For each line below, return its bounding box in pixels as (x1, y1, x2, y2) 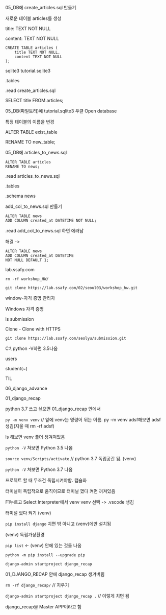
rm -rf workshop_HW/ (5, 276, 49, 281)
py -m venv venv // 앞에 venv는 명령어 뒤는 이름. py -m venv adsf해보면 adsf (5, 417, 161, 422)
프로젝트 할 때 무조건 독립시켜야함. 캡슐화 (5, 477, 87, 483)
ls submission (5, 316, 34, 322)
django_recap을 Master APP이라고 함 (5, 604, 82, 609)
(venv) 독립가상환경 (5, 532, 45, 537)
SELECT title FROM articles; (5, 98, 64, 103)
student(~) (5, 366, 28, 371)
